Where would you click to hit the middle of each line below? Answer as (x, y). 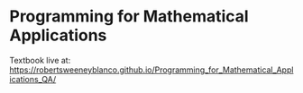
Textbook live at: (40, 60)
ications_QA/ (33, 79)
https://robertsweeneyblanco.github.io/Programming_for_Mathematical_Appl (151, 70)
